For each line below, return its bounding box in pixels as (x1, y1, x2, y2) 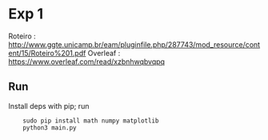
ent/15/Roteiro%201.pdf (8, 48, 86, 58)
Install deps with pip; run (8, 101, 90, 110)
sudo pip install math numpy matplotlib (22, 117, 159, 125)
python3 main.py (22, 123, 78, 132)
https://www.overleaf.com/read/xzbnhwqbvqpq (8, 57, 166, 66)
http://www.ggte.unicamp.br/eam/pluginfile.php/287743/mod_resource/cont (8, 39, 261, 49)
